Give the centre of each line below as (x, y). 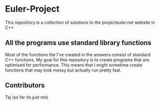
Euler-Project (32, 9)
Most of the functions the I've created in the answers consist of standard (78, 54)
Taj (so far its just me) (27, 97)
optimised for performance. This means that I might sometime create (74, 65)
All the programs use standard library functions (78, 43)
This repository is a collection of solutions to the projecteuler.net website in (80, 22)
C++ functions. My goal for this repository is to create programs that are (77, 60)
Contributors (25, 85)
